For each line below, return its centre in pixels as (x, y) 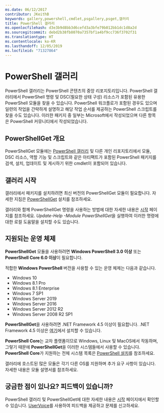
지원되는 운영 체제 (30, 239)
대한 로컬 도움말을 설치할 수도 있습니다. (42, 222)
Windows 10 (24, 278)
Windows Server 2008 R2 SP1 (42, 314)
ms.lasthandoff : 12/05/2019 (34, 46)
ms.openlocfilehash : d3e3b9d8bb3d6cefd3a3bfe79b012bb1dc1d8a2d (71, 28)
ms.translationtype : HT (29, 37)
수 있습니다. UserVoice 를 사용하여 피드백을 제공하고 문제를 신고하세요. (72, 405)
